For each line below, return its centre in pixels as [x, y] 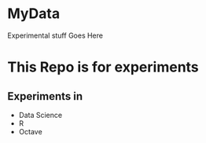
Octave [30, 131]
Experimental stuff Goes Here [55, 35]
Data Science [40, 115]
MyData [34, 14]
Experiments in [45, 96]
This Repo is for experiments [103, 67]
